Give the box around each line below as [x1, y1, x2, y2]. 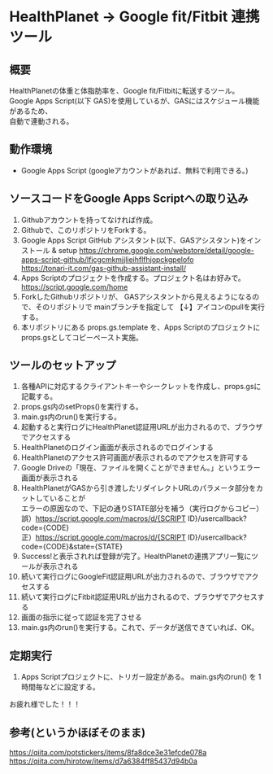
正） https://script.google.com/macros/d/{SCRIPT [20, 532, 186, 542]
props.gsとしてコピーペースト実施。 [20, 332, 143, 342]
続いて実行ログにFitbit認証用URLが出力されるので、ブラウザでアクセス [20, 592, 258, 602]
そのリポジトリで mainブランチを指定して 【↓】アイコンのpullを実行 [35, 302, 266, 312]
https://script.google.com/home [20, 282, 128, 291]
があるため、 [9, 107, 52, 116]
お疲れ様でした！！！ [9, 699, 80, 709]
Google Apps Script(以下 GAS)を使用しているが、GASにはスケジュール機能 [9, 96, 260, 106]
